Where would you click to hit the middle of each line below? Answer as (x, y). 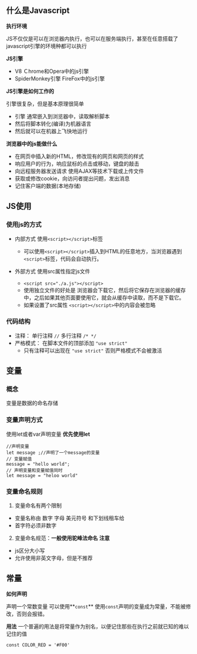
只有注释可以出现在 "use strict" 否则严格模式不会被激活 (93, 350)
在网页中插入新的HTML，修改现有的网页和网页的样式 (79, 156)
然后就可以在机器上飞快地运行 (51, 131)
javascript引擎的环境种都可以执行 (47, 46)
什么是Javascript (38, 11)
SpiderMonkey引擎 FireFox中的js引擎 (60, 78)
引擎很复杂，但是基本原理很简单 (45, 104)
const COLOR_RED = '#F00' (38, 645)
